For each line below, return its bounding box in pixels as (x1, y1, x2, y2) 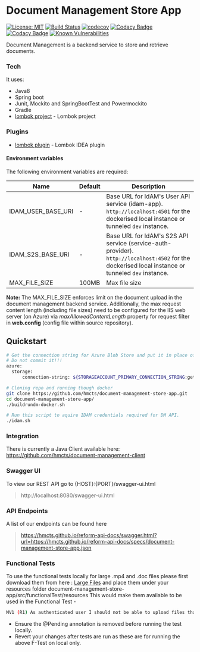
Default (79, 182, 101, 191)
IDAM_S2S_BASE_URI (9, 250, 70, 258)
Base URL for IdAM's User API (106, 192, 190, 200)
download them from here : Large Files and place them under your (6, 579, 169, 587)
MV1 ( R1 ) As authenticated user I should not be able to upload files (6, 610, 185, 616)
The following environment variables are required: (6, 168, 129, 175)
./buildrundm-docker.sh (6, 401, 65, 408)
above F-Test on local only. (14, 639, 82, 647)
